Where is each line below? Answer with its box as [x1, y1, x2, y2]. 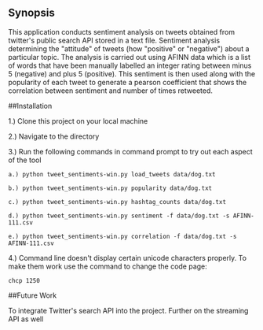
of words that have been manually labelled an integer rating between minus [8, 61, 252, 70]
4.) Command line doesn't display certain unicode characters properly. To [8, 253, 247, 262]
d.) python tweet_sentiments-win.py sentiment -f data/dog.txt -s [8, 212, 230, 220]
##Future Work [8, 291, 57, 300]
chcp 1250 [8, 276, 41, 284]
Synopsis [8, 6, 55, 20]
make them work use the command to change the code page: [8, 261, 208, 271]
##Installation [8, 101, 53, 110]
